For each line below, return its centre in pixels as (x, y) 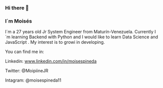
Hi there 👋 (17, 8)
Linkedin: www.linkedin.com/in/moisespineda (51, 61)
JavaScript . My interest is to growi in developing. (55, 42)
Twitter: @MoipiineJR (27, 71)
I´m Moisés (19, 21)
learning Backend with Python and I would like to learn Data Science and (85, 37)
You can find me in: (25, 52)
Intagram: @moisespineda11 (33, 80)
